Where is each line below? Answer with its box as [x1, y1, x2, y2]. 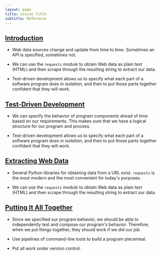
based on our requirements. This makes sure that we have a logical [12, 118, 146, 124]
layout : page [5, 7, 32, 12]
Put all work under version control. [12, 245, 81, 251]
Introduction [5, 34, 44, 42]
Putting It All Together [5, 204, 73, 212]
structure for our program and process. [12, 123, 91, 129]
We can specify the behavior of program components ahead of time [12, 113, 148, 119]
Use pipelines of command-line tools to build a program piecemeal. [12, 236, 147, 242]
